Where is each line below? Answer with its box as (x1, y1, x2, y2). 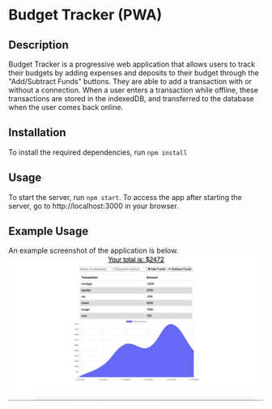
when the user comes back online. (8, 103, 124, 112)
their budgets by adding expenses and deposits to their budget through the (8, 68, 259, 78)
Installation (8, 126, 66, 139)
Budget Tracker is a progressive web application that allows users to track (8, 59, 256, 69)
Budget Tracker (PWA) (8, 6, 163, 24)
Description (8, 38, 69, 52)
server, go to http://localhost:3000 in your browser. (8, 201, 180, 211)
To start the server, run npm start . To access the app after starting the (8, 192, 242, 202)
